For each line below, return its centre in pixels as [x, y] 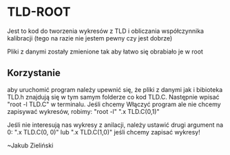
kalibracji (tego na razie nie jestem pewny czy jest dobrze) [90, 38]
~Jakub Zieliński [30, 145]
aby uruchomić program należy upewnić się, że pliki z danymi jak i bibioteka [115, 89]
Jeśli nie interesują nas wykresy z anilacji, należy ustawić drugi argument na [115, 125]
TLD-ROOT [39, 12]
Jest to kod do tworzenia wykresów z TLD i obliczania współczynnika [106, 31]
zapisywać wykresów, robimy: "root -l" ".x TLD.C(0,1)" [83, 111]
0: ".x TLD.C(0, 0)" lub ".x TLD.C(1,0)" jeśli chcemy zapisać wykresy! [104, 132]
